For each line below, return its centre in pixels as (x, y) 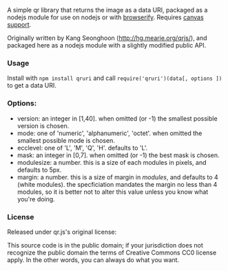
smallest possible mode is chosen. (66, 140)
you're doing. (36, 199)
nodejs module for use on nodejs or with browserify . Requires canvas (106, 17)
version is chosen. (43, 126)
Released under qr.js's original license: (62, 232)
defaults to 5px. (39, 170)
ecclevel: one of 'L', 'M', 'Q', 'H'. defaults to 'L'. (82, 148)
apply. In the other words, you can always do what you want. (93, 260)
